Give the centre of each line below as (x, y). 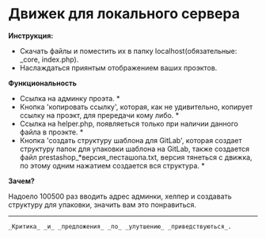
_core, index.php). (49, 59)
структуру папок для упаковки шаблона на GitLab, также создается (134, 149)
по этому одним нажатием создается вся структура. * (112, 165)
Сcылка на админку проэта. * (70, 98)
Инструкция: (31, 36)
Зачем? (22, 181)
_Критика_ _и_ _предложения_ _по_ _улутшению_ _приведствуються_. (120, 226)
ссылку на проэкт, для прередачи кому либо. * (99, 115)
